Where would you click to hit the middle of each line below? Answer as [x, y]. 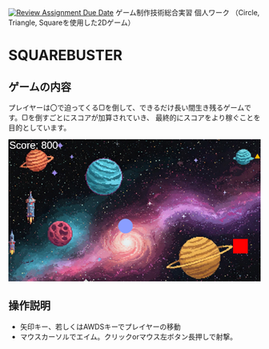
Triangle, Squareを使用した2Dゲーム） [72, 22]
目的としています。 [40, 128]
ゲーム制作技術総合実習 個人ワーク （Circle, [188, 12]
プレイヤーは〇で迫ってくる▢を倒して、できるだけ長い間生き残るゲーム [126, 108]
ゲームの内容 [40, 87]
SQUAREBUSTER [65, 56]
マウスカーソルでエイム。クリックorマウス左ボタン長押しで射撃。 [128, 336]
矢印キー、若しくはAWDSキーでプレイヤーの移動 [100, 327]
